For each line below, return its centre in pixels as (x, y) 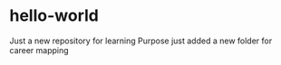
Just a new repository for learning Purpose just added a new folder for (141, 41)
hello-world (54, 16)
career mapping (39, 50)
